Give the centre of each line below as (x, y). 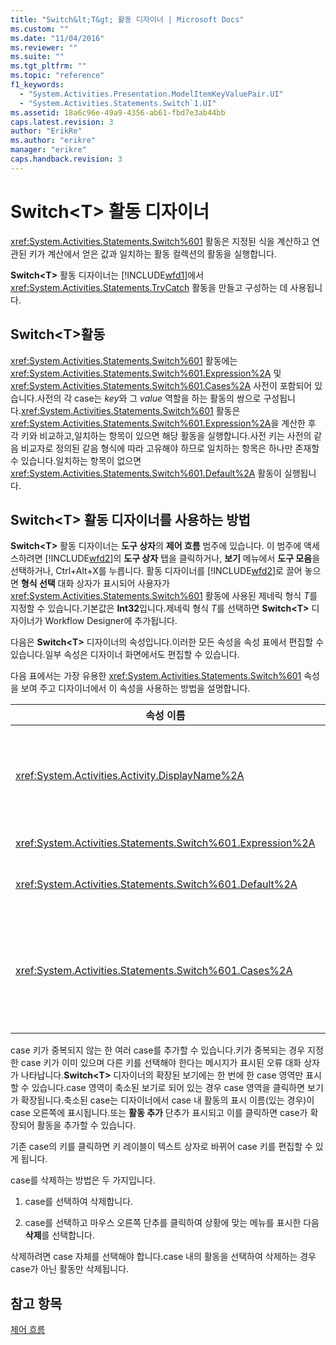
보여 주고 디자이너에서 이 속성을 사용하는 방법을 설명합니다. (135, 688)
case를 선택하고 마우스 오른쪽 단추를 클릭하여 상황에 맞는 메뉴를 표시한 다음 (172, 1223)
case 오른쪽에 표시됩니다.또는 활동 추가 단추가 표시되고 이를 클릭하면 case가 (159, 1113)
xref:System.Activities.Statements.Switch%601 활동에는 (124, 360)
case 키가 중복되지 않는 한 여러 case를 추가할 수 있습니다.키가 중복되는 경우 (158, 1050)
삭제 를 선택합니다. (59, 1235)
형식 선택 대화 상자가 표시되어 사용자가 (95, 583)
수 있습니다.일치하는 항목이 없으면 (76, 460)
